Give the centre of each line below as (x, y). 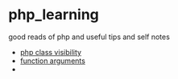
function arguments (53, 61)
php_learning (54, 15)
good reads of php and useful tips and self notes (89, 37)
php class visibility (51, 52)
